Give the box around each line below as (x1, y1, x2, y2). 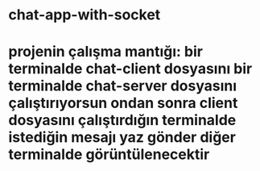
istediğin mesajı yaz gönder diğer (8, 128, 236, 147)
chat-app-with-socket (8, 6, 161, 24)
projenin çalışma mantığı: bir (8, 43, 204, 61)
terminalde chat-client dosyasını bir (8, 60, 253, 78)
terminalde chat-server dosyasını (8, 77, 237, 95)
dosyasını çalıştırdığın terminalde (8, 111, 237, 130)
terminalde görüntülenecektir (8, 145, 210, 164)
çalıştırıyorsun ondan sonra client (8, 94, 238, 112)
